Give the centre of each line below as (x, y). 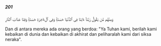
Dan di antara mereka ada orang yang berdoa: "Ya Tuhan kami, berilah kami (81, 29)
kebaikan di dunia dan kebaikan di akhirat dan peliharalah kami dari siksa (78, 34)
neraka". (13, 39)
